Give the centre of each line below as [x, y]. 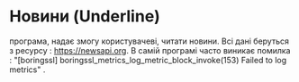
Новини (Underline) [85, 16]
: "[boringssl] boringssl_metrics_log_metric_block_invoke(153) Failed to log [148, 60]
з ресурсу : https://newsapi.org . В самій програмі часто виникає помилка [150, 50]
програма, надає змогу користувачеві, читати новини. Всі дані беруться [149, 41]
